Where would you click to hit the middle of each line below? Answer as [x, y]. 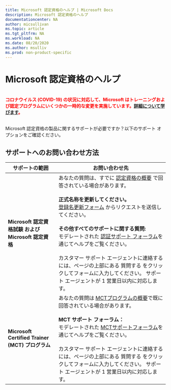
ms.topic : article [25, 29]
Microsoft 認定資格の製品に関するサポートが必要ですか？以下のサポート [81, 129]
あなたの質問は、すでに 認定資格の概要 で [108, 178]
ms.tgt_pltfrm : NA [25, 34]
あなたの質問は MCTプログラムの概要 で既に [111, 298]
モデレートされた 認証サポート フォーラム [108, 236]
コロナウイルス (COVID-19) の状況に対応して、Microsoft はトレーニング [81, 100]
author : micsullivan [27, 24]
